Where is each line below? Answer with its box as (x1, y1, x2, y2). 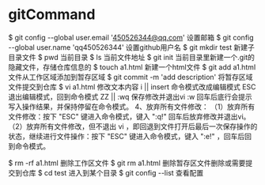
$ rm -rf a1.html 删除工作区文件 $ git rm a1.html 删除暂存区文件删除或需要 (8, 158, 246, 168)
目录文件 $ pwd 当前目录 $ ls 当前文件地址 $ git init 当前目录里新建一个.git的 (8, 52, 255, 62)
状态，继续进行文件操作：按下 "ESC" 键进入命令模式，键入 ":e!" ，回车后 (8, 131, 245, 141)
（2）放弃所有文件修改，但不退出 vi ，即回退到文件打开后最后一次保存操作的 (8, 121, 258, 131)
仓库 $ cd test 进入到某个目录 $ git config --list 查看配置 (21, 168, 204, 177)
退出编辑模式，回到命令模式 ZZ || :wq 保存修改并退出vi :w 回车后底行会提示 (8, 92, 253, 101)
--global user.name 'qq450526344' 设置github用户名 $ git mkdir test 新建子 (8, 42, 255, 52)
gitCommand (8, 6, 96, 24)
